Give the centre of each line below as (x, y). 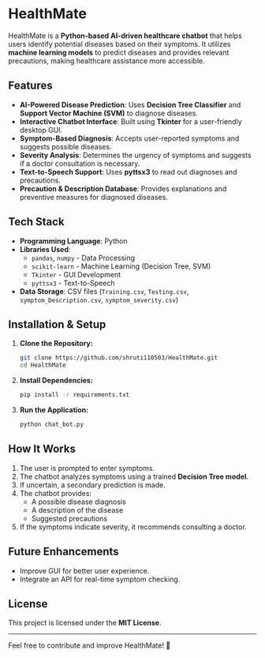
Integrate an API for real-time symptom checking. (100, 579)
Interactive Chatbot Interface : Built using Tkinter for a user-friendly (131, 121)
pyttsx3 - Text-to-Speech (73, 283)
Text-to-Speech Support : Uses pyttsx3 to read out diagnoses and (128, 171)
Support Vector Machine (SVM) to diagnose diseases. (109, 113)
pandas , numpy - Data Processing (83, 258)
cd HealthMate (43, 365)
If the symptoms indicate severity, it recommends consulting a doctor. (133, 527)
